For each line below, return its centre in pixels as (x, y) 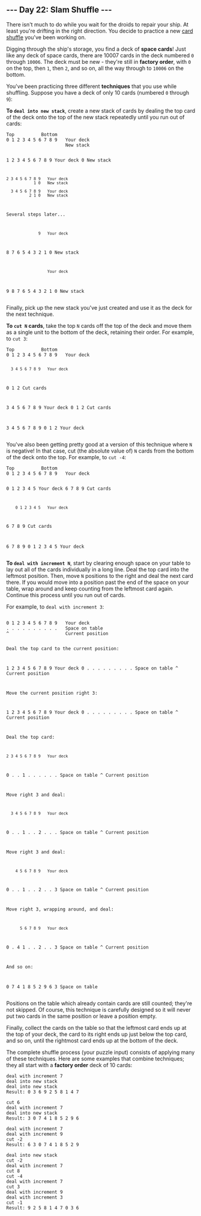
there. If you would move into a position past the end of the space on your (97, 582)
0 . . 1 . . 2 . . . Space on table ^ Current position (77, 833)
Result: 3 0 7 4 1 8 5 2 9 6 (43, 1118)
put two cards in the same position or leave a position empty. (82, 1016)
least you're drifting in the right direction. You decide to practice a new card (100, 31)
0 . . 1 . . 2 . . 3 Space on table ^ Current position (77, 890)
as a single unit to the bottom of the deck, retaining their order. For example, (100, 332)
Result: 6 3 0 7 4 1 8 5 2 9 (43, 1145)
